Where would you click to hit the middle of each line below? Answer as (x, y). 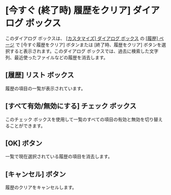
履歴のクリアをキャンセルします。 (41, 187)
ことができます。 (27, 126)
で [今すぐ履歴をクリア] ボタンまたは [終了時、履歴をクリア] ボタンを (88, 44)
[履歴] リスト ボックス (40, 75)
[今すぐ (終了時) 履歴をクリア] (68, 10)
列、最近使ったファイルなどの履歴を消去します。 (57, 57)
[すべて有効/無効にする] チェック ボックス (71, 106)
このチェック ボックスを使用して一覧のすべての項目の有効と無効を (75, 119)
